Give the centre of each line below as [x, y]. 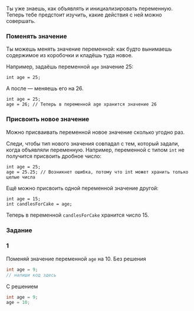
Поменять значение [37, 36]
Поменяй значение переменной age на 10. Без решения [76, 259]
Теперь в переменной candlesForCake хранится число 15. [78, 215]
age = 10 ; [18, 303]
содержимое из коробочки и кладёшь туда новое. [70, 55]
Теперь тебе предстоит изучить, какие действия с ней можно [84, 15]
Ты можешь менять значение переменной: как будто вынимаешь [89, 49]
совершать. [21, 21]
